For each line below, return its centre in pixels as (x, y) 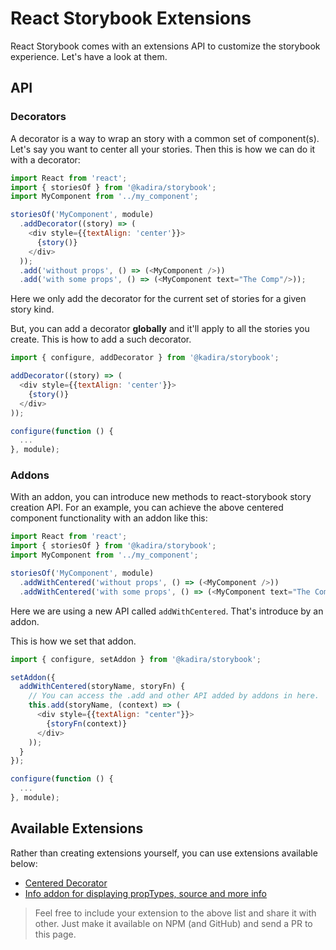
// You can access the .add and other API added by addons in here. (174, 696)
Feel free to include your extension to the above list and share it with (175, 913)
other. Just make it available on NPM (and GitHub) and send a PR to (173, 923)
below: (24, 863)
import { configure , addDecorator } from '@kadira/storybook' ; (145, 358)
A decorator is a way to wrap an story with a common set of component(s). (165, 138)
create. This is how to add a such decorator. (101, 339)
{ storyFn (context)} (87, 723)
